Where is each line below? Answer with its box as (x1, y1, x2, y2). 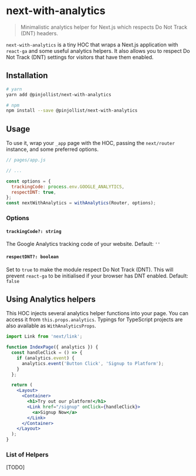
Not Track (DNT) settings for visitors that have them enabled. (6, 53, 154, 60)
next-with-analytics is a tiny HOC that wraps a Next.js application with (6, 41, 178, 48)
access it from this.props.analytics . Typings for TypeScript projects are (6, 316, 183, 323)
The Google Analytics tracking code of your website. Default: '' (6, 241, 161, 248)
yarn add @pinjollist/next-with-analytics (6, 92, 111, 97)
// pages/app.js (6, 157, 46, 163)
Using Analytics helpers (6, 294, 96, 304)
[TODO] (6, 464, 25, 471)
